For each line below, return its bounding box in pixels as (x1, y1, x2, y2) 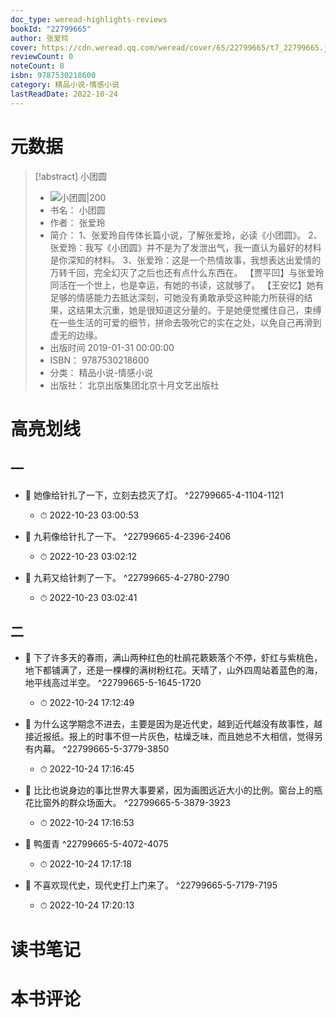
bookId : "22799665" (10, 24, 92, 34)
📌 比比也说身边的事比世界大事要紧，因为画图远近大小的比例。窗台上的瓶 (24, 784, 323, 796)
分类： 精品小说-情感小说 (49, 366, 153, 378)
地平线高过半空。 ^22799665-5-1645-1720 (24, 677, 202, 689)
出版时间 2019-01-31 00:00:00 (49, 341, 175, 353)
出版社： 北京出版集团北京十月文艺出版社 (49, 379, 220, 391)
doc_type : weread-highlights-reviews (10, 14, 168, 25)
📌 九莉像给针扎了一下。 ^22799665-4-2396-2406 (24, 530, 232, 542)
